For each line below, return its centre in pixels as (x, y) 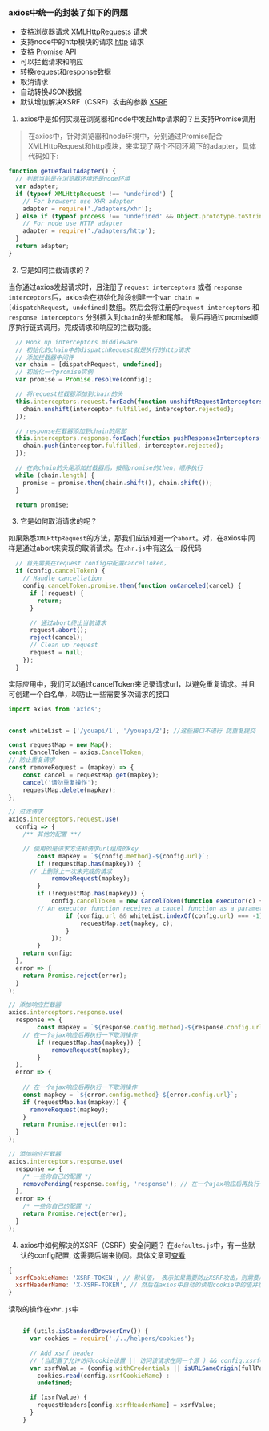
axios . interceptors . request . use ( (64, 819)
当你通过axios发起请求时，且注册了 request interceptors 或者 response (125, 287)
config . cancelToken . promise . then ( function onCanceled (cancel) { (132, 586)
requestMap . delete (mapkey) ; (69, 790)
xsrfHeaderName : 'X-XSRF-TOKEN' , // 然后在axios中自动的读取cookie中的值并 (137, 1285)
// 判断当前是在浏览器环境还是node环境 (73, 179)
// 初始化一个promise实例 (54, 372)
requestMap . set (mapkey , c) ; (126, 923)
